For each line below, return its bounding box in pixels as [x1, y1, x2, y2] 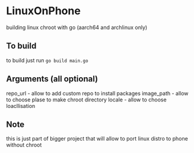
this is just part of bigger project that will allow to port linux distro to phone [6, 135, 188, 142]
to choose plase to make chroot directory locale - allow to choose [6, 96, 167, 103]
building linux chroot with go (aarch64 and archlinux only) [6, 24, 148, 31]
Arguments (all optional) [6, 74, 98, 84]
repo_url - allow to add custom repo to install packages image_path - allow [6, 90, 189, 97]
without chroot [6, 141, 42, 149]
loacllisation [6, 102, 36, 109]
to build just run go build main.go [6, 56, 88, 63]
